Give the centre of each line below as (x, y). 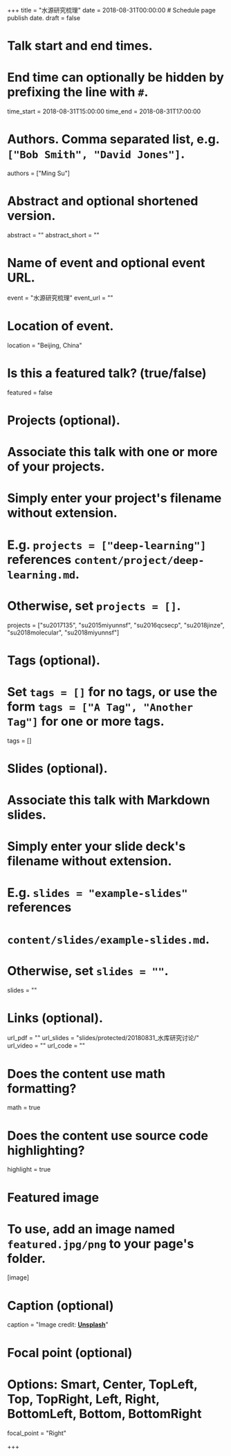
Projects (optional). (64, 420)
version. (31, 216)
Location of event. (61, 326)
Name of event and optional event (106, 263)
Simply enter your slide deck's (96, 847)
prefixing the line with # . (78, 92)
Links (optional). (55, 1018)
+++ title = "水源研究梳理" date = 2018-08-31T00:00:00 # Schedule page (111, 10)
